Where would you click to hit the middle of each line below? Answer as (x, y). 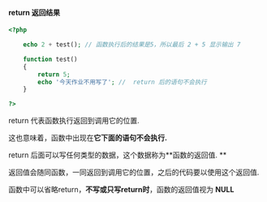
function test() (51, 59)
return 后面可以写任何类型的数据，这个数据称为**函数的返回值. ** (118, 155)
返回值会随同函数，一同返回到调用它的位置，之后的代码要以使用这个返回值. (134, 172)
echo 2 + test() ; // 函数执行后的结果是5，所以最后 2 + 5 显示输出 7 (132, 45)
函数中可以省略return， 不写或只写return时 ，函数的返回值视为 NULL (121, 190)
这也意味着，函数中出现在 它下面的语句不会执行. (88, 138)
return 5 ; (54, 74)
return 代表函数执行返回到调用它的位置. (74, 121)
